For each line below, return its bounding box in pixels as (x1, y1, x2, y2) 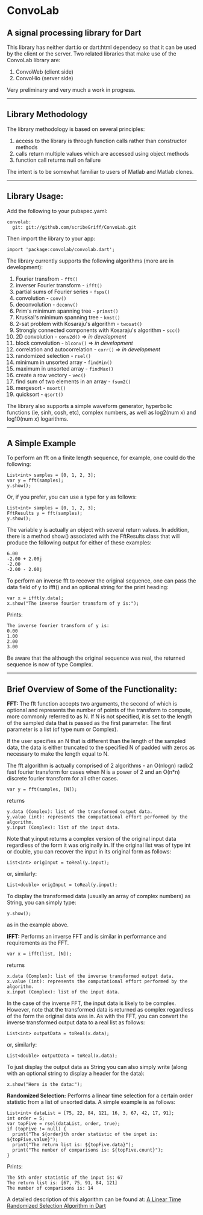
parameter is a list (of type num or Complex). (7, 725, 118, 733)
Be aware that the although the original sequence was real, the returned (7, 654, 186, 662)
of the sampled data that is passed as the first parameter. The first (7, 719, 171, 727)
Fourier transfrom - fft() (15, 275, 78, 282)
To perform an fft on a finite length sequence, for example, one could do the (7, 454, 195, 462)
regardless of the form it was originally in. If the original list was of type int (7, 841, 191, 849)
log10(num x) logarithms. (7, 415, 69, 423)
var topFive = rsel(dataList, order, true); (7, 1121, 120, 1127)
